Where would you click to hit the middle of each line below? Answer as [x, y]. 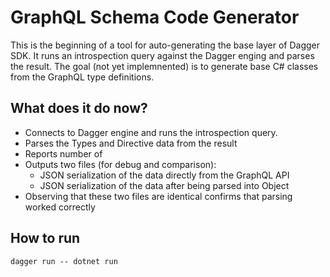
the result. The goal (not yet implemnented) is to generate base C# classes [164, 66]
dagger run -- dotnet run [64, 261]
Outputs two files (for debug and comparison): [120, 164]
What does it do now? [79, 108]
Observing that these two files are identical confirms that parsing [158, 196]
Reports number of [63, 153]
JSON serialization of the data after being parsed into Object [164, 185]
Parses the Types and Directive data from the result [131, 143]
